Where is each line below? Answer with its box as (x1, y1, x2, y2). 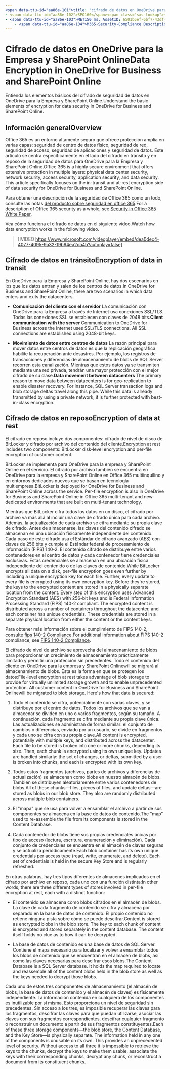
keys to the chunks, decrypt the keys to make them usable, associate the (5, 1048, 157, 1054)
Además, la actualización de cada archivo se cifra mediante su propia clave (5, 520, 162, 526)
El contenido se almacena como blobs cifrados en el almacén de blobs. (12, 899, 161, 905)
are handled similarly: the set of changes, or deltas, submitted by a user (12, 753, 162, 760)
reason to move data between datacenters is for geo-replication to (12, 378, 152, 384)
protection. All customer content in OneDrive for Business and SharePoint (5, 684, 158, 690)
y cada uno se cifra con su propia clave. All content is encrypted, (12, 732, 147, 738)
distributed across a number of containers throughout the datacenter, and (5, 606, 159, 612)
